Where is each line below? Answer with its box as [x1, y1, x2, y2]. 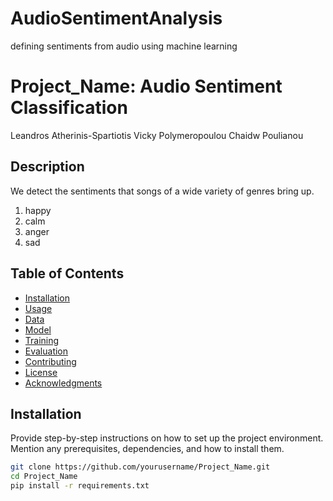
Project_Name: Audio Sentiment [10, 75, 283, 98]
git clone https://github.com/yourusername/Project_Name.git [10, 462, 271, 472]
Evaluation [24, 345, 69, 357]
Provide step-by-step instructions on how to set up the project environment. [10, 432, 324, 444]
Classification [10, 97, 128, 119]
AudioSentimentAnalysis [10, 7, 223, 30]
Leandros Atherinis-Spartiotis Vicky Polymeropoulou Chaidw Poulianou [10, 129, 304, 141]
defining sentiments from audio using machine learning [10, 40, 238, 52]
